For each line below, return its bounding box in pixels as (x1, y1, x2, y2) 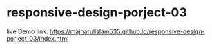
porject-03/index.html (6, 34, 69, 42)
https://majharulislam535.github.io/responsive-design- (50, 27, 205, 35)
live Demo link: (6, 27, 49, 35)
